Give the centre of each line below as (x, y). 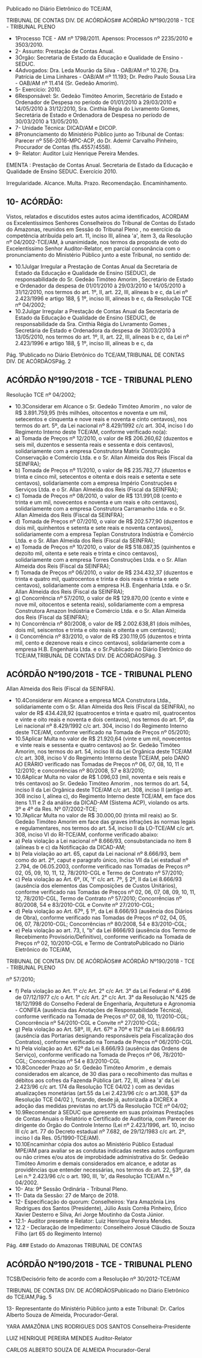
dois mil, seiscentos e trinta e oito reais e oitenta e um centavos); (95, 630)
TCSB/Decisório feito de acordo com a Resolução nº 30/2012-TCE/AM (93, 1279)
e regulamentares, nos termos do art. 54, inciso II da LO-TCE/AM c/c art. (105, 828)
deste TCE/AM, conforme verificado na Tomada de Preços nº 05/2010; (103, 733)
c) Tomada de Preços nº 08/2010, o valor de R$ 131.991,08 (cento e (98, 496)
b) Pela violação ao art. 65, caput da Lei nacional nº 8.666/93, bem (98, 854)
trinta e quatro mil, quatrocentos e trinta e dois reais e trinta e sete (97, 579)
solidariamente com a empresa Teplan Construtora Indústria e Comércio (104, 534)
